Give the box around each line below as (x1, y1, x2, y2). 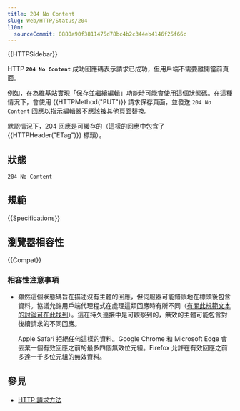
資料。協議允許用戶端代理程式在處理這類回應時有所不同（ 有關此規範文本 (17, 301, 231, 310)
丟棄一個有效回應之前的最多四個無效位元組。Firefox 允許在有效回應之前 (17, 343, 229, 352)
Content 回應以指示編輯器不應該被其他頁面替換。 (7, 107, 151, 115)
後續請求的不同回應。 (17, 319, 81, 327)
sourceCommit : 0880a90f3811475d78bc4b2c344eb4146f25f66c (14, 30, 187, 38)
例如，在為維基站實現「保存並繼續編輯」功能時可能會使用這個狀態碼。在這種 (7, 89, 233, 97)
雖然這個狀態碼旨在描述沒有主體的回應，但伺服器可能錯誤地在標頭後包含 (17, 292, 231, 301)
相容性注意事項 (7, 274, 59, 284)
